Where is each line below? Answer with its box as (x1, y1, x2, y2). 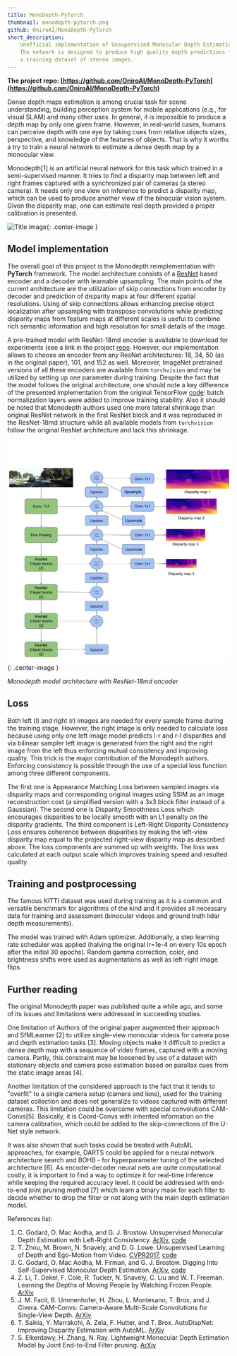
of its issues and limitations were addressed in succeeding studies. (7, 1010, 202, 1018)
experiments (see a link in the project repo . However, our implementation (7, 343, 219, 351)
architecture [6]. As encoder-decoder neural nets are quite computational (7, 1163, 221, 1172)
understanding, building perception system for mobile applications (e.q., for (7, 105, 227, 113)
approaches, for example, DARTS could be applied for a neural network (7, 1148, 215, 1157)
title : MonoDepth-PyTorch (7, 11, 83, 18)
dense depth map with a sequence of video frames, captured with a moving (7, 1046, 228, 1054)
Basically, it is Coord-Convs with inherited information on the (37, 1112, 214, 1121)
